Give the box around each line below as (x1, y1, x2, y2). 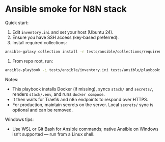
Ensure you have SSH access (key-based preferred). (12, 34, 119, 40)
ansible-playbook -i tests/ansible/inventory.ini (5, 67, 109, 72)
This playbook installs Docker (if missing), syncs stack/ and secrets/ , (12, 86, 154, 92)
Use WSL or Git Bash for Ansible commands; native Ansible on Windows (12, 126, 159, 132)
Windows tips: (5, 116, 34, 122)
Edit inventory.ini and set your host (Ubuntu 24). (12, 29, 114, 35)
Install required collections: (12, 39, 67, 45)
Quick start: (5, 20, 28, 26)
